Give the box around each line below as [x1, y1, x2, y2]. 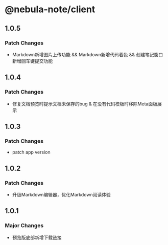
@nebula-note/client [5, 4, 95, 15]
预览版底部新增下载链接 [12, 234, 62, 240]
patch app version [12, 149, 51, 155]
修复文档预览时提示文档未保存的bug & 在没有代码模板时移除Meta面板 [12, 101, 158, 107]
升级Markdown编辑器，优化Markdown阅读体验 [12, 191, 111, 197]
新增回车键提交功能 [12, 58, 53, 64]
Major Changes [5, 222, 44, 229]
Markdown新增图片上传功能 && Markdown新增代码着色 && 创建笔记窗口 [12, 51, 163, 57]
